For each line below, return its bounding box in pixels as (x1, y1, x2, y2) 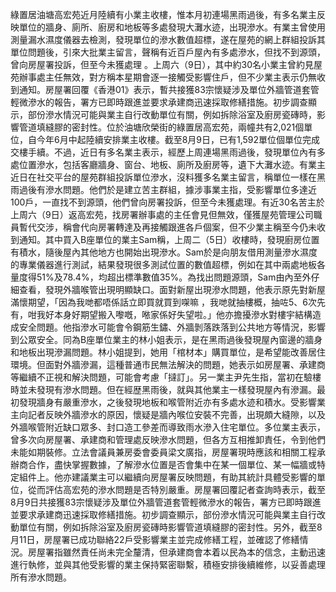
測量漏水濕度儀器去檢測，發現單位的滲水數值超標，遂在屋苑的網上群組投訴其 (10, 34, 326, 45)
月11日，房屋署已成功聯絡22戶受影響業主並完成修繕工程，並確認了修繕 (10, 534, 300, 545)
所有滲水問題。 (10, 571, 72, 583)
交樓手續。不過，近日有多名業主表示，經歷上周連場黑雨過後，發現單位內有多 (10, 146, 326, 158)
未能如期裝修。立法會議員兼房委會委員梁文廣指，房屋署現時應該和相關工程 (10, 446, 317, 458)
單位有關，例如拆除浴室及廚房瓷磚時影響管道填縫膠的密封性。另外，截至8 (18, 521, 323, 533)
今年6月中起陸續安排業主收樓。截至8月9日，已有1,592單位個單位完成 (36, 134, 321, 145)
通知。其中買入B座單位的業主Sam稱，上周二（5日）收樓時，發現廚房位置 (18, 234, 320, 245)
